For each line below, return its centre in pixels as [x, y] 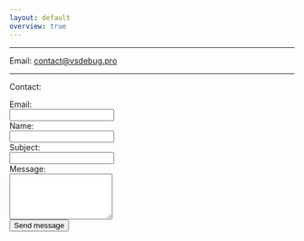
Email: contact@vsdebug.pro [63, 61]
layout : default [40, 18]
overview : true [38, 26]
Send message [39, 225]
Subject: [25, 147]
